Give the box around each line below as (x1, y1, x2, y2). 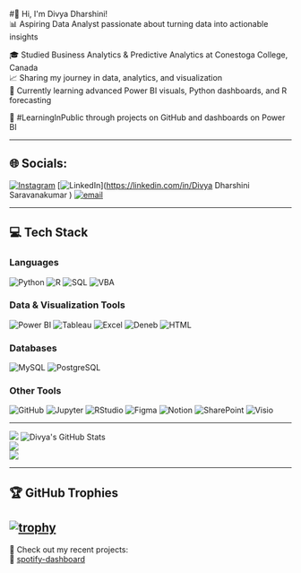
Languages (9, 256, 60, 269)
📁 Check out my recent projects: (9, 543, 129, 555)
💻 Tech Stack (9, 225, 89, 240)
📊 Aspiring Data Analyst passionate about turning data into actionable (9, 19, 269, 29)
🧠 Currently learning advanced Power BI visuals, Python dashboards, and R (9, 85, 288, 96)
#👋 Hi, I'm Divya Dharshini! (9, 9, 108, 19)
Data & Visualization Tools (9, 299, 125, 311)
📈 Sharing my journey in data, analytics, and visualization (9, 73, 222, 82)
